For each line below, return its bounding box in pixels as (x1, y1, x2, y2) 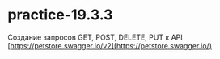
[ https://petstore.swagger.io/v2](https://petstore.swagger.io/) (7, 40, 212, 50)
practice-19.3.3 (7, 6, 113, 24)
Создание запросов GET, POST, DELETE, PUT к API (7, 32, 183, 42)
